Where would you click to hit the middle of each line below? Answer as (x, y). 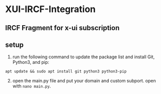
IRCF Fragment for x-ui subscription (62, 28)
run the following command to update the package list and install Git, (84, 57)
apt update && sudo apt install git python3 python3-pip (66, 71)
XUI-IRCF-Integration (50, 9)
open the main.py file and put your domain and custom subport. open (84, 81)
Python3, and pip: (31, 62)
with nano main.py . (32, 86)
